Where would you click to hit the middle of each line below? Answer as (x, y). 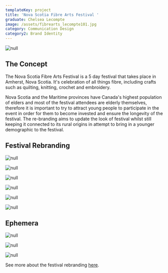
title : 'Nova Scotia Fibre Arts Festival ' (52, 15)
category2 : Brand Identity (34, 34)
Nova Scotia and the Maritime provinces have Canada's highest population (83, 97)
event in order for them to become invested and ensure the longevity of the (84, 113)
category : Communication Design (39, 29)
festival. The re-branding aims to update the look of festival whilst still (78, 119)
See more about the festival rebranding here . (52, 265)
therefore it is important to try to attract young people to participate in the (82, 108)
